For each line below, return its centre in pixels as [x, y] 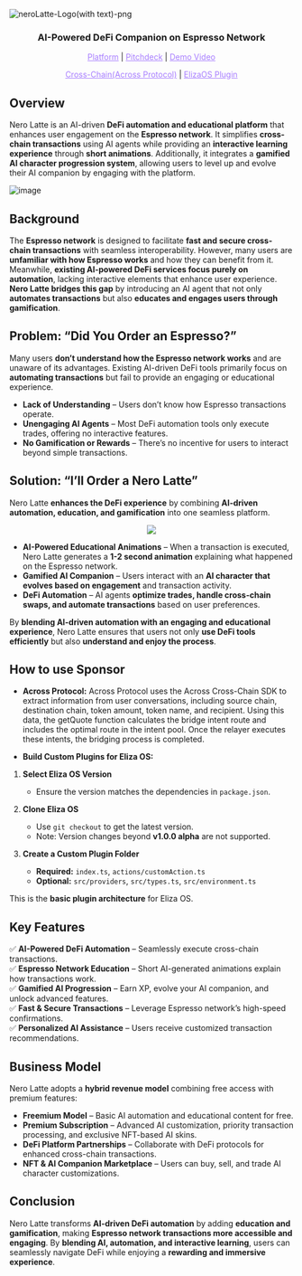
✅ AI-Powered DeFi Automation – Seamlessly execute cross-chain [134, 949]
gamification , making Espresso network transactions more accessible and [151, 1233]
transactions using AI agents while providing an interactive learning [160, 144]
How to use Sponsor [67, 669]
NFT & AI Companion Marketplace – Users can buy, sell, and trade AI [151, 1163]
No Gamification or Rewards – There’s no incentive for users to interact [155, 442]
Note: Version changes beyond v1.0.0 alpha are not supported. [153, 836]
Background [44, 218]
